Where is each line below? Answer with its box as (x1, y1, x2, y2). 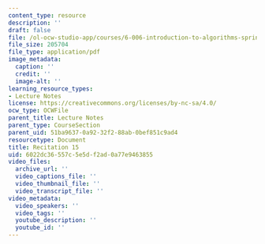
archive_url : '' (15, 165, 69, 173)
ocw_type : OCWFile (8, 107, 69, 115)
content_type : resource (8, 11, 87, 20)
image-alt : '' (15, 77, 62, 85)
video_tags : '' (15, 209, 65, 217)
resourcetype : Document (8, 135, 87, 144)
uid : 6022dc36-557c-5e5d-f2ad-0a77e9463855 (8, 150, 154, 158)
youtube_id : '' (15, 224, 65, 232)
